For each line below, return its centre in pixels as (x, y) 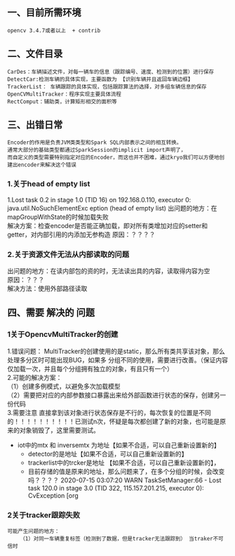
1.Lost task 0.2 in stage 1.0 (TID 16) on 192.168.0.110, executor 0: (99, 199)
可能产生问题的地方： (33, 531)
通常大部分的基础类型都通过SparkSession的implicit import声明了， (97, 150)
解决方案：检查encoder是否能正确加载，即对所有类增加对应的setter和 (108, 225)
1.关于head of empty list (49, 184)
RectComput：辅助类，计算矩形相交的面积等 (62, 101)
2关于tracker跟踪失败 (44, 515)
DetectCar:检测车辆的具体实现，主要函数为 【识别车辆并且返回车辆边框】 (100, 79)
